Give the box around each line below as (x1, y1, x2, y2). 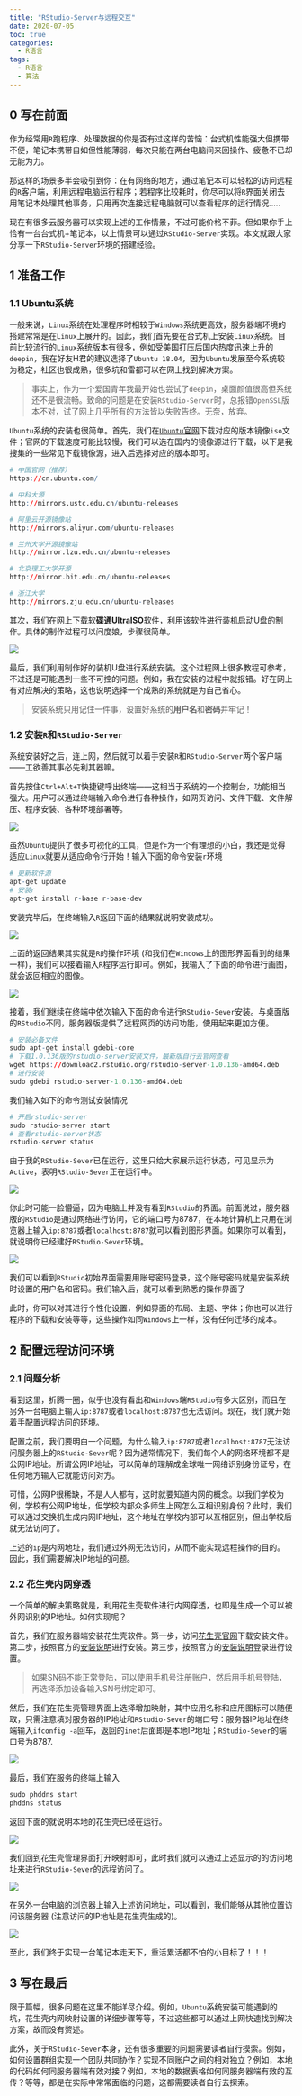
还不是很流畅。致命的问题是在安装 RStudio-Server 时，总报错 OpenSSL (31, 395, 282, 406)
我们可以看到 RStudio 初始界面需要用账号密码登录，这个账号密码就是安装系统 (9, 1272, 290, 1283)
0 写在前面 (9, 107, 68, 123)
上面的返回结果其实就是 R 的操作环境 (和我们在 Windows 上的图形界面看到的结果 (9, 947, 291, 958)
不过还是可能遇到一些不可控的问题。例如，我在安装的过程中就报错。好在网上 (9, 673, 293, 684)
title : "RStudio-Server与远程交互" (9, 13, 137, 23)
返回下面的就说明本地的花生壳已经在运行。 (9, 1817, 167, 1827)
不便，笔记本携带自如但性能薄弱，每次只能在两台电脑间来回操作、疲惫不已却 (9, 144, 293, 155)
